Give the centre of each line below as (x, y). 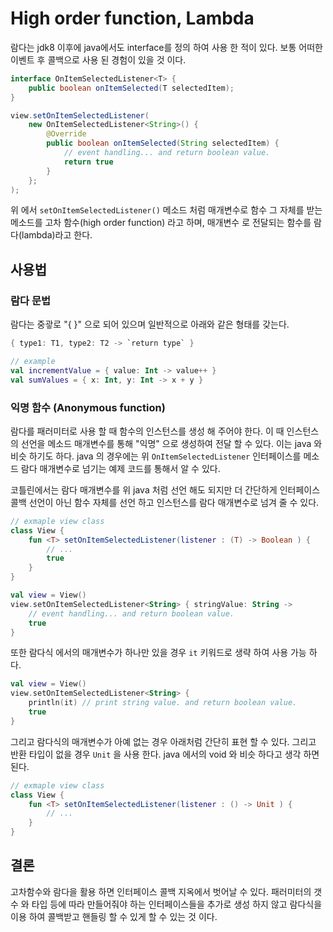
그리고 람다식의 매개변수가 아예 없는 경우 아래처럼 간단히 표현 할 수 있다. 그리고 (163, 741)
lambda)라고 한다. (57, 235)
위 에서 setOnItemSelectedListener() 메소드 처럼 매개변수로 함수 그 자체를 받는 (166, 210)
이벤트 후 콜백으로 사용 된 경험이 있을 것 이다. (98, 59)
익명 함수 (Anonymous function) (88, 407)
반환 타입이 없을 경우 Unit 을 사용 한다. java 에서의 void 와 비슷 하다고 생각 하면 (165, 754)
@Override (66, 134)
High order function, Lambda (132, 18)
